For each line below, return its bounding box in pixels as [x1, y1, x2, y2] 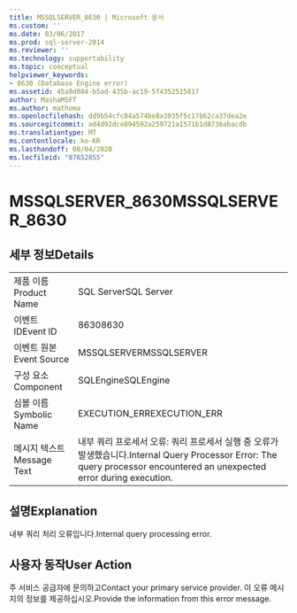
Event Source [13, 353, 70, 365]
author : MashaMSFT [9, 95, 77, 105]
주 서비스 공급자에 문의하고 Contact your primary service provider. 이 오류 [9, 582, 268, 594]
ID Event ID [13, 325, 57, 338]
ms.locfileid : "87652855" [9, 152, 104, 162]
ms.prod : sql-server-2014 [9, 37, 104, 47]
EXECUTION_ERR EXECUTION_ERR [78, 407, 223, 419]
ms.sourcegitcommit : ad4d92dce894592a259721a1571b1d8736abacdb [9, 120, 247, 129]
